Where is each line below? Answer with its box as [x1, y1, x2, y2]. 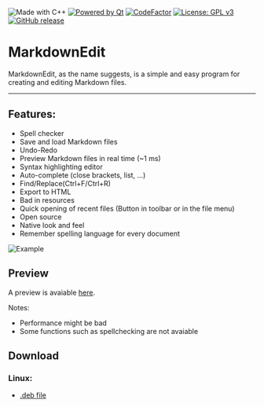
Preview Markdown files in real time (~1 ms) [19, 153, 161, 163]
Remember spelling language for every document [19, 229, 181, 238]
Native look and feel [19, 220, 85, 229]
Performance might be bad [19, 318, 108, 328]
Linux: [8, 372, 33, 383]
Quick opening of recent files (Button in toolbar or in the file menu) [19, 203, 235, 213]
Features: [8, 108, 57, 121]
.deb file [19, 390, 47, 400]
